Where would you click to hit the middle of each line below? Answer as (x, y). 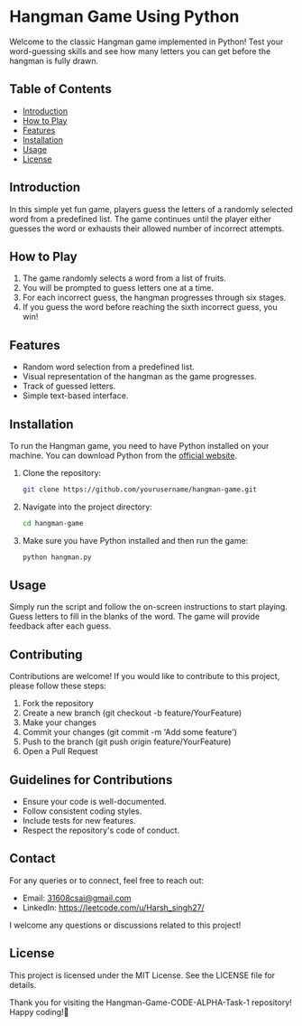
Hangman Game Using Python (124, 17)
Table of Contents (61, 89)
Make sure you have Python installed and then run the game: (135, 540)
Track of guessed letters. (69, 387)
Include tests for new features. (79, 821)
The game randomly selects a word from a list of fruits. (124, 278)
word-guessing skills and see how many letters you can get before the (140, 51)
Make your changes (59, 723)
